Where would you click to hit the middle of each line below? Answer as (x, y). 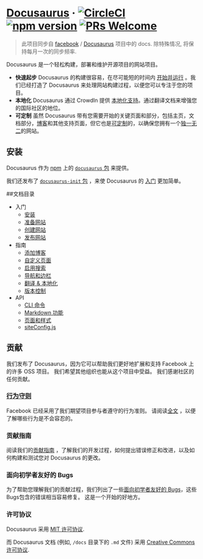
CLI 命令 (35, 305)
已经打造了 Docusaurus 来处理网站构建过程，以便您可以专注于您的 (104, 85)
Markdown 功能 (44, 312)
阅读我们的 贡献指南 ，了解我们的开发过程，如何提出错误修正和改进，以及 (98, 450)
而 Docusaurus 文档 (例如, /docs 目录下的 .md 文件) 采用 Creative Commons (101, 542)
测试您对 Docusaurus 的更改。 (66, 458)
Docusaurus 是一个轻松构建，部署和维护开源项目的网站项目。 (84, 64)
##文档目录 (20, 194)
